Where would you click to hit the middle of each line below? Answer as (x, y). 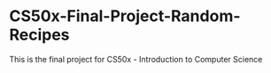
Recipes (39, 35)
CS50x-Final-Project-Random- (125, 16)
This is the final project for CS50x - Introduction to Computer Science (136, 59)
